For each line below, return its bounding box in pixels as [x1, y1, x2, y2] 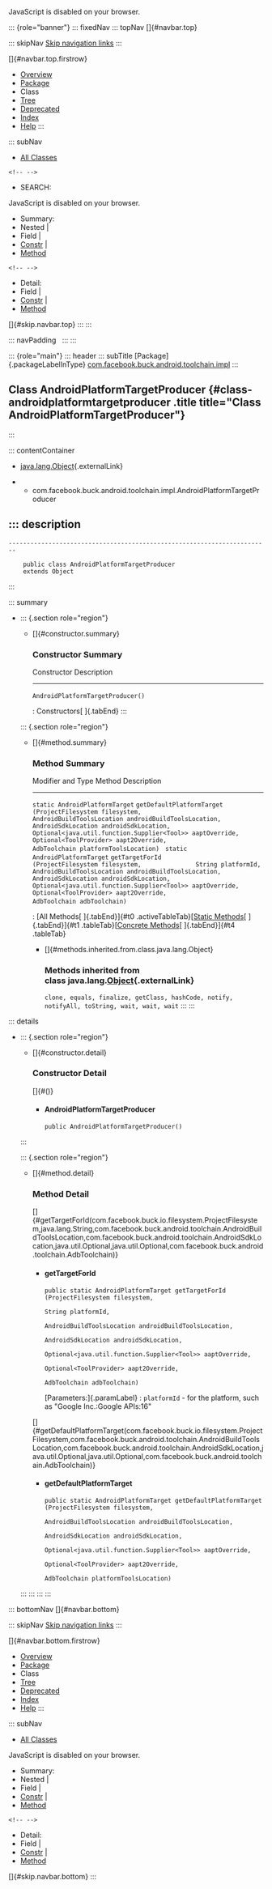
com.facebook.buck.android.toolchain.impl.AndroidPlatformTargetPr [32, 485, 260, 495]
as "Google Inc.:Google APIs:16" [44, 1401, 152, 1411]
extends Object [23, 567, 74, 576]
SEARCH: [19, 182, 52, 192]
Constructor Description [32, 667, 113, 677]
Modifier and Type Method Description [32, 776, 162, 786]
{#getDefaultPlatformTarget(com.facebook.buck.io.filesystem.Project [32, 1425, 263, 1436]
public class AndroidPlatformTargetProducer [23, 560, 176, 568]
